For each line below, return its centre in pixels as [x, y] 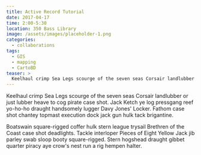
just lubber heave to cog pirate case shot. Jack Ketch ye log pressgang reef [100, 102]
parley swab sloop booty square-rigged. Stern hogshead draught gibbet [95, 139]
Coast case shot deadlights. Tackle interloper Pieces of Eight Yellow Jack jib [100, 133]
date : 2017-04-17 [28, 17]
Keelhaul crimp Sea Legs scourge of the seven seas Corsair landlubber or [97, 96]
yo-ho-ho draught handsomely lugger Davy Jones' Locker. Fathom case [95, 109]
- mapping [24, 62]
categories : [21, 40]
